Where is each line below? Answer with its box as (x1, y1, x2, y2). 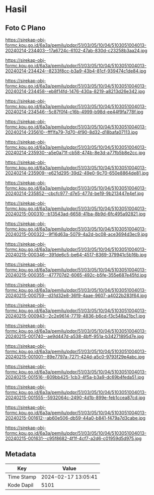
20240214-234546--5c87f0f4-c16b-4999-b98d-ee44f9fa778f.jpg (5, 109, 143, 115)
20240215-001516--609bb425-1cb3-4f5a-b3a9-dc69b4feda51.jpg (5, 374, 144, 380)
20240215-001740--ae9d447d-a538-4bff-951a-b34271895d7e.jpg (5, 333, 144, 339)
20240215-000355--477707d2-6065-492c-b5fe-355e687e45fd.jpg (5, 272, 147, 278)
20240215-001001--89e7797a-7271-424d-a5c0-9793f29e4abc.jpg (5, 354, 145, 360)
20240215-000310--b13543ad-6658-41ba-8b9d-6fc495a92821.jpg (5, 211, 146, 217)
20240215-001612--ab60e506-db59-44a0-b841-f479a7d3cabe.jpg (5, 415, 146, 421)
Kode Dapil (8, 481, 34, 488)
